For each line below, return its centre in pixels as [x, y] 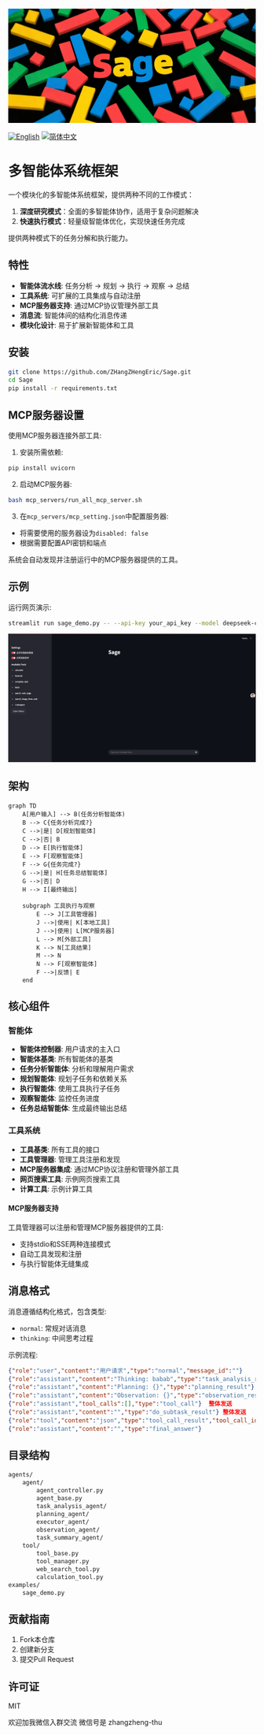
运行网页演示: [30, 607]
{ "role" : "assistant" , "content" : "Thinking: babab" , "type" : [105, 1379]
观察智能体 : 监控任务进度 [59, 1098]
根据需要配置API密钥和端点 [63, 542]
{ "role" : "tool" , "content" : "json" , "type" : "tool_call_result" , [110, 1420]
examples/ [24, 1585]
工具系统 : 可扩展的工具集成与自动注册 [80, 295]
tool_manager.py [63, 1562]
